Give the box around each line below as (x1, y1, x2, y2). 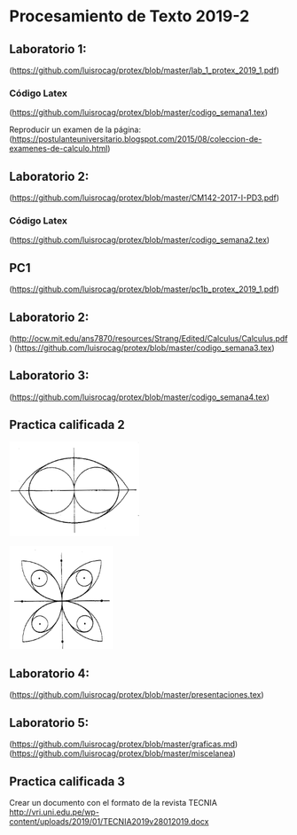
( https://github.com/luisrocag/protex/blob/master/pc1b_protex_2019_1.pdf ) (9, 284, 280, 294)
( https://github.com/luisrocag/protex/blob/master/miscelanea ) (9, 748, 237, 759)
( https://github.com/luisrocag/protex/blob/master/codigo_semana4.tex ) (9, 392, 270, 402)
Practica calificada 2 (9, 417, 126, 433)
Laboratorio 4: (9, 667, 90, 682)
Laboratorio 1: (9, 42, 87, 57)
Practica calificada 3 (9, 774, 126, 789)
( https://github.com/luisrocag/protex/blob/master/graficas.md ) (9, 738, 238, 750)
